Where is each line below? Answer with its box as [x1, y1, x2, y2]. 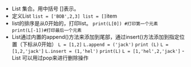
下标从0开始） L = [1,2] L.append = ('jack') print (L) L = [22, 41, 169, 48]
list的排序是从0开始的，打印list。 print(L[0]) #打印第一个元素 [11, 20, 158, 26]
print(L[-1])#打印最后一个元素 [11, 28, 82, 33]
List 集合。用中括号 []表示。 [11, 5, 80, 12]
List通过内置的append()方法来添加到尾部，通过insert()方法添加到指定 [11, 33, 180, 40]
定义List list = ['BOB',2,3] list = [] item [11, 12, 117, 19]
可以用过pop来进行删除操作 [22, 55, 89, 61]
